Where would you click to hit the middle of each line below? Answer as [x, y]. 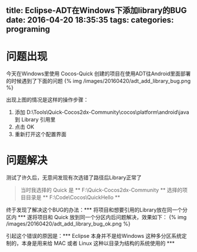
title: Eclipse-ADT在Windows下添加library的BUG [96, 11]
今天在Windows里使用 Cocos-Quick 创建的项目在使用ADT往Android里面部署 [98, 74]
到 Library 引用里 [35, 120]
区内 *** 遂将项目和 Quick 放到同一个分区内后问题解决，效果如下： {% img [96, 217]
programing [28, 29]
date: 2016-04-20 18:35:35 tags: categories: [90, 20]
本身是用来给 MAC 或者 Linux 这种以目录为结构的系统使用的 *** [98, 243]
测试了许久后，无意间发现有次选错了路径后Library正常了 [74, 177]
